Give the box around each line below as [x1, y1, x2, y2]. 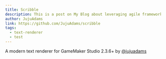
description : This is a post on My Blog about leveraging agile [5, 12, 140, 17]
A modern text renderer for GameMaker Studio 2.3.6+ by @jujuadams [5, 48, 147, 54]
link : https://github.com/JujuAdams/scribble [5, 21, 100, 26]
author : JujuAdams [5, 16, 43, 21]
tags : [5, 26, 16, 30]
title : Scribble [5, 7, 39, 12]
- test [9, 35, 23, 40]
